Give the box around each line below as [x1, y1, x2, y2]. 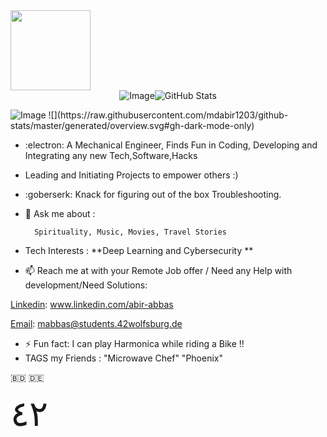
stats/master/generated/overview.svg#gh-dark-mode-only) [10, 120, 255, 131]
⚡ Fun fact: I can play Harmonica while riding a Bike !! [24, 338, 245, 349]
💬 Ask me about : [24, 208, 96, 219]
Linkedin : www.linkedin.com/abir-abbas [10, 299, 174, 310]
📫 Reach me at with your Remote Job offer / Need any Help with [24, 265, 293, 276]
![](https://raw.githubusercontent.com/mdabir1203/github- [48, 109, 289, 121]
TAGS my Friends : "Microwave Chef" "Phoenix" [24, 352, 223, 364]
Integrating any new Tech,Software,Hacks [24, 150, 198, 161]
